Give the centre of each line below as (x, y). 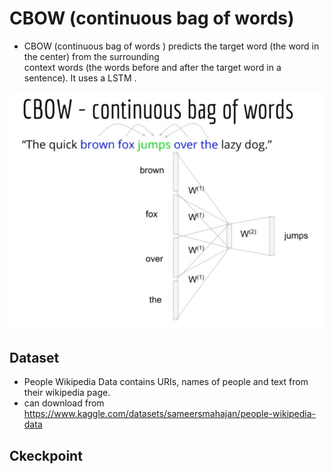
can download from (64, 403)
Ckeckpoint (46, 455)
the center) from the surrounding (91, 56)
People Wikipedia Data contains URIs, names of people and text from (166, 382)
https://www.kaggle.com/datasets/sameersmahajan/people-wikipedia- (170, 414)
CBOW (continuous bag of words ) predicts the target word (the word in (171, 46)
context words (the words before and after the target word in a (152, 67)
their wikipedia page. (67, 393)
